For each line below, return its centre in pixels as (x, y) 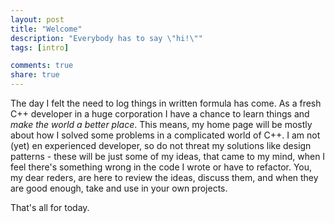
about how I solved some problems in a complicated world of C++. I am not (165, 135)
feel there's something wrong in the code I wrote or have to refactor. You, (161, 167)
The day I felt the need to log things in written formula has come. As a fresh (166, 103)
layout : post (37, 19)
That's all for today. (50, 207)
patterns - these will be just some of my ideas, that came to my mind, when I (168, 156)
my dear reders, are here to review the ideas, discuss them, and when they (164, 177)
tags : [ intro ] (40, 47)
